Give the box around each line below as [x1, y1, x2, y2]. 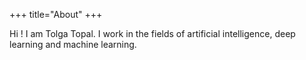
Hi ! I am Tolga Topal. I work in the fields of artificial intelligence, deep [9, 28, 296, 39]
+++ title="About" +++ [9, 9, 103, 20]
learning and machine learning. [9, 39, 137, 50]
